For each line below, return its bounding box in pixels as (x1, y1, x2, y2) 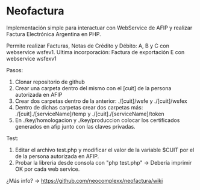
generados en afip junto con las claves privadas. (14, 123, 136, 130)
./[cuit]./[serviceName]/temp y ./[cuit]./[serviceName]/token (14, 110, 164, 117)
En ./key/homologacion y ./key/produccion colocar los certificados (14, 116, 180, 124)
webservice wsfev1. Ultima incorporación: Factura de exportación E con (6, 48, 185, 55)
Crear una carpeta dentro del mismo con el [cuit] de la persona (14, 84, 172, 91)
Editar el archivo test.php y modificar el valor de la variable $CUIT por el (14, 146, 195, 153)
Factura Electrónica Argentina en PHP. (6, 30, 101, 37)
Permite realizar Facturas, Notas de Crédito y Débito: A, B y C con (6, 42, 170, 49)
